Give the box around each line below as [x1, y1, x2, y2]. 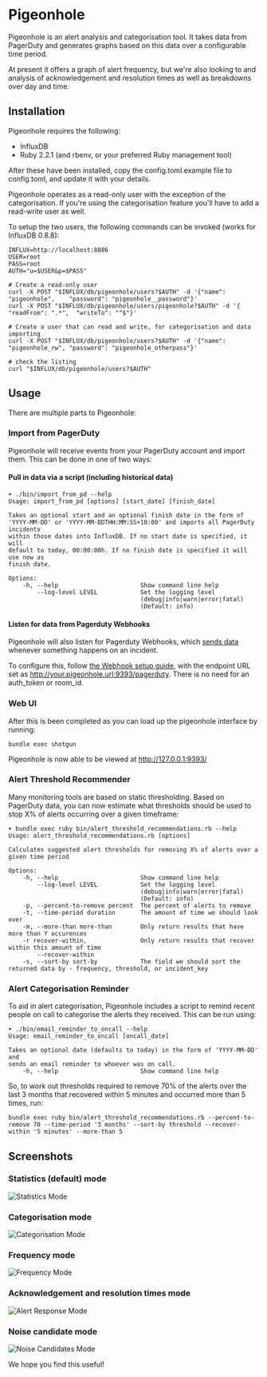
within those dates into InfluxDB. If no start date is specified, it [8, 533, 248, 541]
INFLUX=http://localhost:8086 [8, 245, 109, 253]
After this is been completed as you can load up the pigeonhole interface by [8, 716, 257, 725]
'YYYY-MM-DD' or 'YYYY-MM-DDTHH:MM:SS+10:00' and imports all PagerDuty [8, 518, 255, 527]
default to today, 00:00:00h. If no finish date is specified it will [8, 546, 248, 555]
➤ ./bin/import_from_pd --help [8, 490, 112, 499]
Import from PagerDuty [8, 428, 100, 439]
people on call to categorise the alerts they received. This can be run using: [8, 1010, 257, 1020]
